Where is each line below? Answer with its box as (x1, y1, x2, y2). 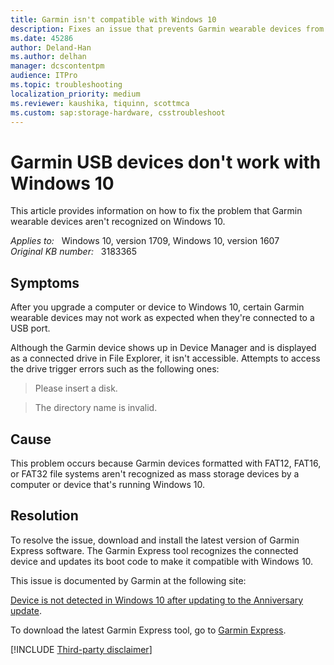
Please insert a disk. (34, 382, 118, 395)
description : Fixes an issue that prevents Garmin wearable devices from (10, 24, 325, 34)
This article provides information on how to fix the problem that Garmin (10, 205, 303, 217)
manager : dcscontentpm (10, 61, 105, 71)
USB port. (10, 322, 51, 335)
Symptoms (10, 274, 80, 291)
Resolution (10, 507, 79, 525)
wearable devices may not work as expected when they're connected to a (10, 312, 315, 324)
